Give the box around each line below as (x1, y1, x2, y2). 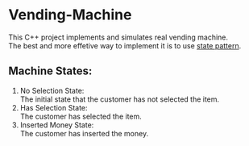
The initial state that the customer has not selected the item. (19, 94, 220, 104)
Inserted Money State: (19, 119, 94, 130)
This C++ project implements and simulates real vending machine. (8, 32, 228, 42)
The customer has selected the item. (19, 111, 143, 121)
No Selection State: (19, 86, 85, 95)
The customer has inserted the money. (19, 128, 149, 138)
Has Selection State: (19, 102, 88, 112)
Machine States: (8, 65, 93, 78)
